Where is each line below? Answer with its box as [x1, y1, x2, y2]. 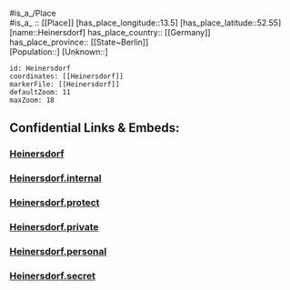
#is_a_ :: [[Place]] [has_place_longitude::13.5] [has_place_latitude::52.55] [9, 17, 282, 28]
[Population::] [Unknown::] [9, 46, 109, 57]
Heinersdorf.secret [9, 269, 96, 282]
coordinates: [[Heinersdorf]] [9, 72, 125, 81]
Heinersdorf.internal [9, 172, 102, 185]
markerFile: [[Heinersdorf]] [9, 80, 120, 89]
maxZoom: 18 [9, 95, 55, 105]
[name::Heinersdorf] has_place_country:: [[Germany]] [9, 27, 211, 37]
